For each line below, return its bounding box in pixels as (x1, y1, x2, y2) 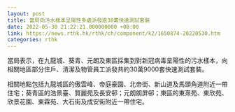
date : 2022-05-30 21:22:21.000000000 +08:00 (7, 23, 139, 30)
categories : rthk (7, 36, 58, 43)
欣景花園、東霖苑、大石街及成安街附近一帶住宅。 (7, 97, 148, 106)
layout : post (7, 10, 45, 17)
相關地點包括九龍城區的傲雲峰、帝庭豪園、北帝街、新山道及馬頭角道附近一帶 (7, 80, 228, 88)
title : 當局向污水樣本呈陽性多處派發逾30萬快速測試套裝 (7, 17, 150, 24)
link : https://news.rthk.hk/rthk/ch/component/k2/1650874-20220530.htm (7, 29, 220, 37)
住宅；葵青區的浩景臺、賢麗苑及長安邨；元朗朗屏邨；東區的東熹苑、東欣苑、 (7, 89, 228, 97)
